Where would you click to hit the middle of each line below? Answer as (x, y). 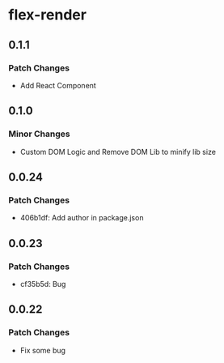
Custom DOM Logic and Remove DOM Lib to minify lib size (118, 152)
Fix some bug (43, 350)
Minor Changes (39, 134)
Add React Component (58, 85)
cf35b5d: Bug (43, 284)
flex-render (48, 15)
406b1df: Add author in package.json (82, 218)
